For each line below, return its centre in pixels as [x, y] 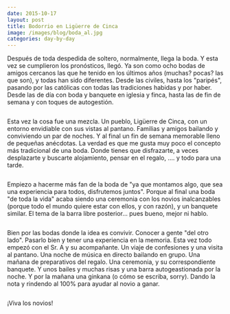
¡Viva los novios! [30, 303]
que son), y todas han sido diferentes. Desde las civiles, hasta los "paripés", [114, 80]
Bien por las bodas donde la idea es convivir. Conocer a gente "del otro [108, 233]
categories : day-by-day [41, 39]
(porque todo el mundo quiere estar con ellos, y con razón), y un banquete [113, 206]
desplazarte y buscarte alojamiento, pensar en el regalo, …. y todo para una [114, 158]
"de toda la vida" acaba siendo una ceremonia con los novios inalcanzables [114, 199]
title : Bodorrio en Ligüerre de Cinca [62, 26]
